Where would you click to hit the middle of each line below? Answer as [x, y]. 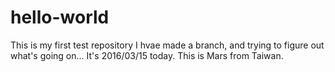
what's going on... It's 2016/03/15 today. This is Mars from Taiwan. [147, 55]
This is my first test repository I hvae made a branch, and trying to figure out [167, 45]
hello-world [60, 17]
